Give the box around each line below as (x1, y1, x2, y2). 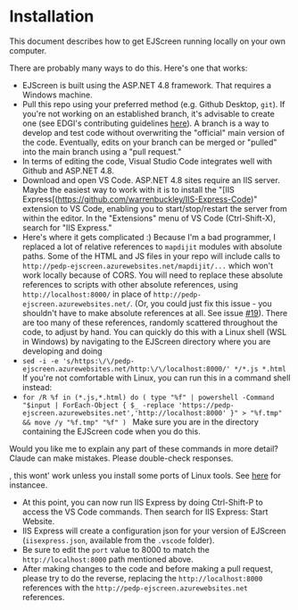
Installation (9, 6, 95, 27)
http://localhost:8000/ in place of (21, 288, 152, 299)
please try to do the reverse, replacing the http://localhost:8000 (21, 572, 263, 583)
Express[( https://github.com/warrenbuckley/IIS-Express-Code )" (21, 194, 258, 205)
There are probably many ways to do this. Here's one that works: (9, 63, 248, 73)
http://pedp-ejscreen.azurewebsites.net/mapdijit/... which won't (21, 260, 274, 271)
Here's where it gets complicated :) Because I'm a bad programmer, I (21, 231, 277, 242)
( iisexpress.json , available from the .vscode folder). (21, 534, 215, 546)
